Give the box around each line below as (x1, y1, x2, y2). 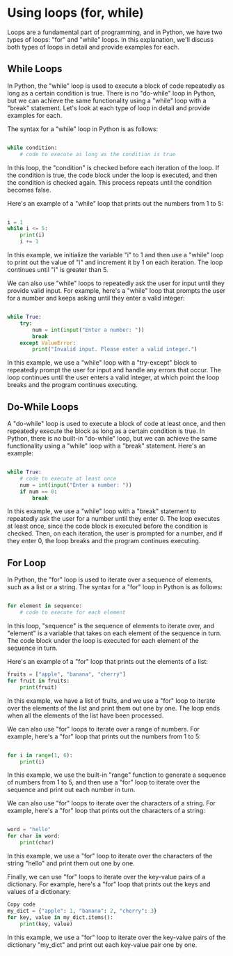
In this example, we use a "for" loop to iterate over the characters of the (7, 852, 213, 860)
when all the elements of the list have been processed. (7, 711, 164, 720)
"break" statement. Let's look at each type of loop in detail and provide (7, 103, 211, 112)
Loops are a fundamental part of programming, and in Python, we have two (7, 28, 223, 36)
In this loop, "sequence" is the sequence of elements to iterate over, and (7, 622, 214, 630)
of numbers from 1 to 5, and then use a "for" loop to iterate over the (7, 778, 200, 787)
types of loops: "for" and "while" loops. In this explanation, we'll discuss (7, 35, 214, 43)
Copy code (7, 901, 36, 908)
